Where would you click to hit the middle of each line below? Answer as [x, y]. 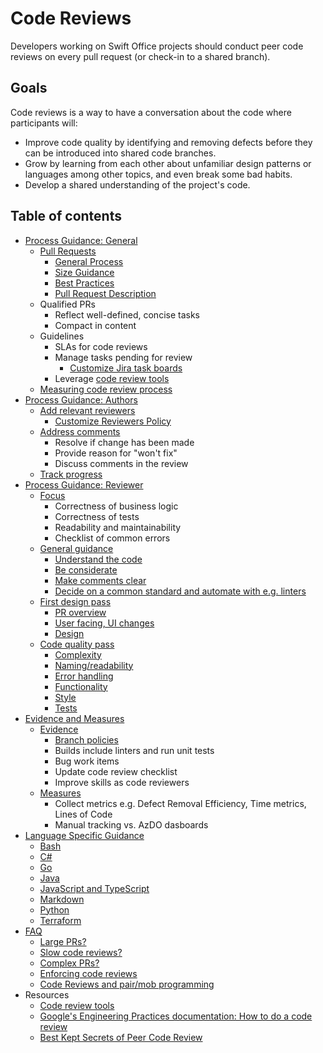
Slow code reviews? [81, 952]
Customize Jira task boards [126, 368]
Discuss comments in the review [121, 463]
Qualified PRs [67, 304]
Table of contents [66, 216]
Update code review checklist [116, 771]
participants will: [44, 123]
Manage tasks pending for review [123, 357]
